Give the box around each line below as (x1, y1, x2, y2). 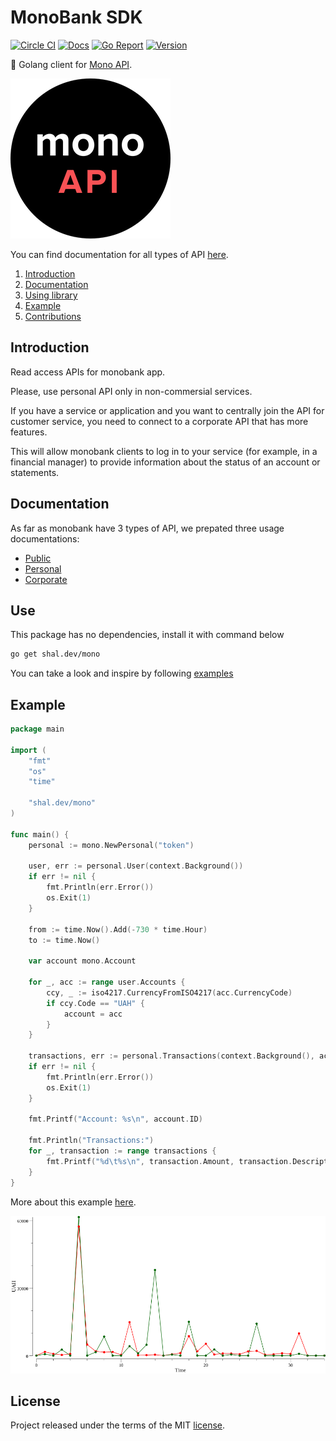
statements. (10, 466, 60, 478)
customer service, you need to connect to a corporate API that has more (10, 415, 309, 427)
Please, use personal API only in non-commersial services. (10, 385, 253, 397)
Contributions (24, 310, 82, 322)
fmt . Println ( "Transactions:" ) (28, 1136, 155, 1146)
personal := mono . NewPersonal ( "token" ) (28, 840, 195, 850)
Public (24, 552, 52, 564)
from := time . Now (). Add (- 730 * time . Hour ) (28, 924, 208, 935)
